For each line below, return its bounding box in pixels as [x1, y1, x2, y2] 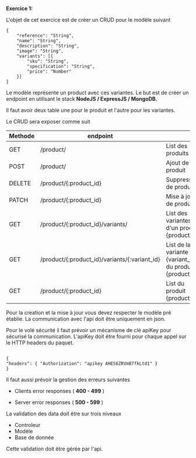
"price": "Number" [27, 69, 72, 74]
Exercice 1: [6, 5, 33, 12]
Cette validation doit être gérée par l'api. [6, 445, 103, 452]
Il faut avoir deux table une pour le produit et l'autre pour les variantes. [6, 107, 176, 114]
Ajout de [166, 159, 190, 166]
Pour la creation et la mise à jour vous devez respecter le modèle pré [6, 309, 171, 316]
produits [166, 149, 189, 157]
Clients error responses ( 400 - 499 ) [14, 388, 105, 394]
